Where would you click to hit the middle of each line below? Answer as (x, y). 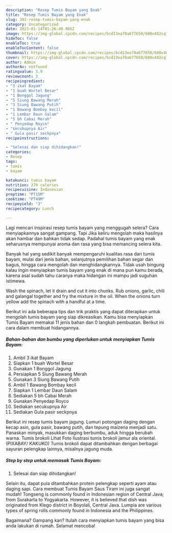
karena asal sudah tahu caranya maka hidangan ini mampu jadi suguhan (82, 275)
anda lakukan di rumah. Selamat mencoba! (51, 525)
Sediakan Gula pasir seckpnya (45, 412)
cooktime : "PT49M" (25, 199)
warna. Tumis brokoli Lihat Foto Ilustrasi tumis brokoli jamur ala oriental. (81, 438)
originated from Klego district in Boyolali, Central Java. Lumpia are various (84, 505)
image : (13, 34)
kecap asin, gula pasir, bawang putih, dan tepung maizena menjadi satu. (82, 427)
